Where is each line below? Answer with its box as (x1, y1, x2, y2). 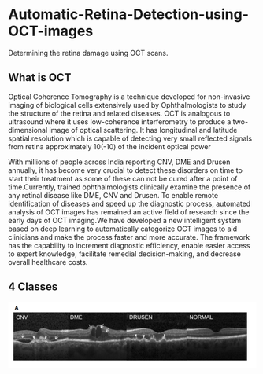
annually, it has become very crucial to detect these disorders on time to (8, 165, 243, 174)
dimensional (8, 125, 48, 134)
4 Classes (8, 280, 58, 294)
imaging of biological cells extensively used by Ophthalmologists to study (8, 100, 246, 109)
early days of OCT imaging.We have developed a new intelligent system (8, 215, 242, 225)
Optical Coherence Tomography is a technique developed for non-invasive (8, 92, 250, 101)
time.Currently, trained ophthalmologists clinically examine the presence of (8, 182, 251, 192)
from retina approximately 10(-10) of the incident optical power (8, 141, 211, 151)
